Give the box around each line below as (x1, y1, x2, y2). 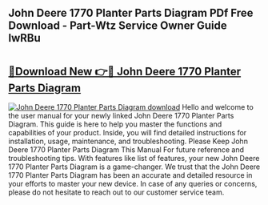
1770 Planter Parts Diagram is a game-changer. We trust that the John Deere (8, 162, 261, 171)
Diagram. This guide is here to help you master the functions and (8, 119, 222, 129)
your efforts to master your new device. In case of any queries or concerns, (8, 179, 258, 188)
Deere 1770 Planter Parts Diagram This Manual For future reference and (8, 145, 245, 155)
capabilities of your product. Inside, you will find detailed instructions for (8, 128, 247, 137)
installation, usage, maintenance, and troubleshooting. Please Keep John (8, 136, 248, 146)
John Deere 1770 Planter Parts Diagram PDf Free (8, 6, 254, 20)
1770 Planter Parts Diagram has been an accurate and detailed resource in (8, 171, 253, 179)
